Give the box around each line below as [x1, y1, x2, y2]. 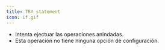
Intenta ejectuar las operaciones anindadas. [14, 30, 124, 37]
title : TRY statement [6, 8, 61, 15]
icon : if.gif [6, 14, 39, 20]
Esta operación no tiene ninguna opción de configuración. [14, 37, 160, 44]
